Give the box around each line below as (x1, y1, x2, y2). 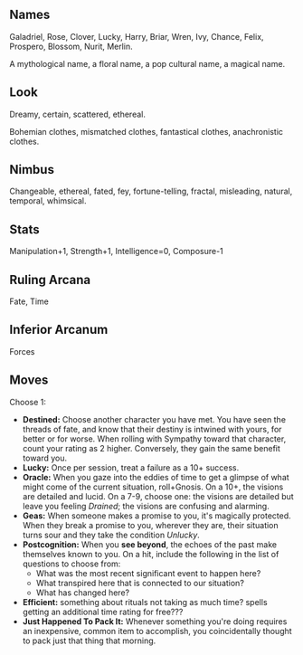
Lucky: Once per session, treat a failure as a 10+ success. (22, 461, 240, 473)
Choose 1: (9, 396, 47, 407)
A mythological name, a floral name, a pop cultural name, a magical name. (9, 58, 286, 69)
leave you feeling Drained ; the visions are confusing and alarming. (22, 500, 270, 511)
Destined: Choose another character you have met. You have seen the (22, 413, 287, 424)
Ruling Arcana (9, 271, 91, 288)
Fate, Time (9, 296, 50, 307)
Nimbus (9, 162, 54, 177)
